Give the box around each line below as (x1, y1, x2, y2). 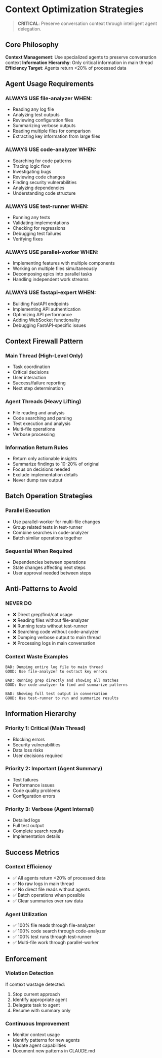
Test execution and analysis (12, 420, 71, 427)
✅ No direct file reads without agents (12, 886, 90, 892)
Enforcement (5, 954, 47, 963)
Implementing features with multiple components (12, 260, 115, 266)
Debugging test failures (12, 230, 62, 237)
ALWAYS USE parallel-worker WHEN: (5, 248, 99, 255)
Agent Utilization (5, 911, 48, 918)
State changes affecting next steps (12, 564, 86, 570)
